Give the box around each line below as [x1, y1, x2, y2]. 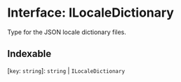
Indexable [7, 48, 52, 60]
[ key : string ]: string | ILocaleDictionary [7, 66, 125, 74]
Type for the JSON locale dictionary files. [7, 28, 126, 36]
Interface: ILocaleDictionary [7, 5, 174, 21]
